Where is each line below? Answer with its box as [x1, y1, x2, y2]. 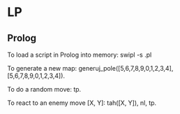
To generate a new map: [7, 64, 77, 72]
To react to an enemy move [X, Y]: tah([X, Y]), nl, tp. [7, 99, 157, 107]
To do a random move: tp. [7, 85, 82, 93]
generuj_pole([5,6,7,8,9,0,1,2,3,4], [78, 64, 174, 72]
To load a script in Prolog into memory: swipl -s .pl [7, 50, 152, 59]
